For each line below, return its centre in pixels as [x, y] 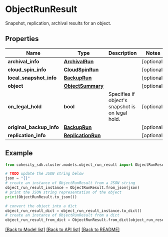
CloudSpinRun [81, 70]
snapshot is [122, 106]
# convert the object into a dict [41, 206]
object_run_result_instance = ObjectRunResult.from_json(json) [72, 188]
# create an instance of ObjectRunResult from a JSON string [70, 183]
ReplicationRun [82, 135]
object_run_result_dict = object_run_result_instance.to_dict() [73, 211]
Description [122, 53]
